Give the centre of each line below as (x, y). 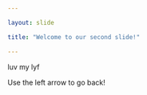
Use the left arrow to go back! (56, 82)
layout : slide (31, 22)
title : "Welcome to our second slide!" (74, 37)
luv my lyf (24, 67)
